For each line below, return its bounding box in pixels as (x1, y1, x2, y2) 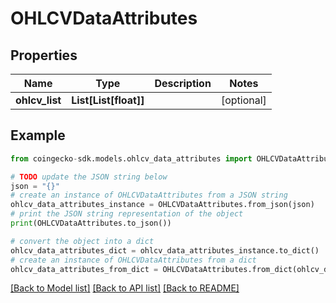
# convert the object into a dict (10, 236, 155, 246)
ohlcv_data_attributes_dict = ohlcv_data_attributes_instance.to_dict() (10, 245, 320, 256)
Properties (10, 47, 78, 64)
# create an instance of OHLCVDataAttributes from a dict (10, 255, 257, 265)
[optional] (220, 93, 267, 107)
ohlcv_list (15, 93, 62, 107)
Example (10, 127, 66, 144)
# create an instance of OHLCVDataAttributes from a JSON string (10, 190, 288, 201)
